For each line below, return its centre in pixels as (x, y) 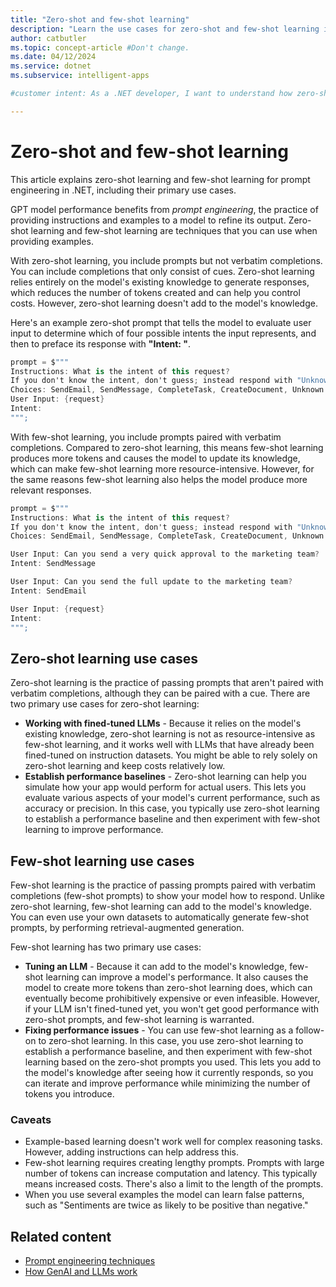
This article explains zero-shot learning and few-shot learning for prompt (160, 179)
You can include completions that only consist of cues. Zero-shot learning (162, 271)
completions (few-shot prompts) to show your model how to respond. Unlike (167, 896)
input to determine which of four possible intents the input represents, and (163, 333)
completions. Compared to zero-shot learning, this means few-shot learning (167, 447)
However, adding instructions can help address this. (132, 1152)
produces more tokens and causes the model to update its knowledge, (155, 458)
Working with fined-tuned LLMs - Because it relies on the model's (163, 723)
